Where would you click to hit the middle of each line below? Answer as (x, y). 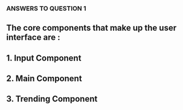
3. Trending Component (52, 99)
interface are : (33, 37)
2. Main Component (44, 79)
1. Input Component (44, 58)
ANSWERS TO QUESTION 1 (46, 8)
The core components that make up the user (91, 28)
